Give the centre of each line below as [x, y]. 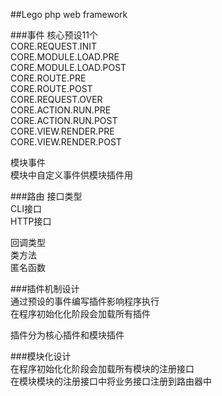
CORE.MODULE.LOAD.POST [68, 67]
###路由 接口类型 [46, 196]
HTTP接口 [31, 221]
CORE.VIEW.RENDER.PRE [62, 131]
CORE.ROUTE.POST [51, 88]
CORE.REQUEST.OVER [56, 99]
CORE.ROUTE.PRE [48, 78]
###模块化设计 [41, 356]
